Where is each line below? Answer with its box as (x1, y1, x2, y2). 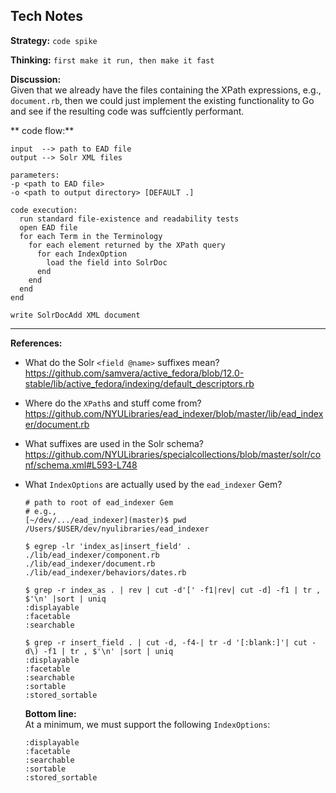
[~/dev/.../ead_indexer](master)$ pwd (24, 515, 187, 525)
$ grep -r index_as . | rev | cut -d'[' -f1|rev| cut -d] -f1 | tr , (24, 585, 322, 595)
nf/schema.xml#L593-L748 (24, 459, 138, 471)
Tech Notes (10, 8, 83, 25)
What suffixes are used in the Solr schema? (24, 437, 204, 449)
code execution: (10, 205, 78, 215)
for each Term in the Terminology (19, 231, 163, 241)
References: (10, 337, 63, 349)
